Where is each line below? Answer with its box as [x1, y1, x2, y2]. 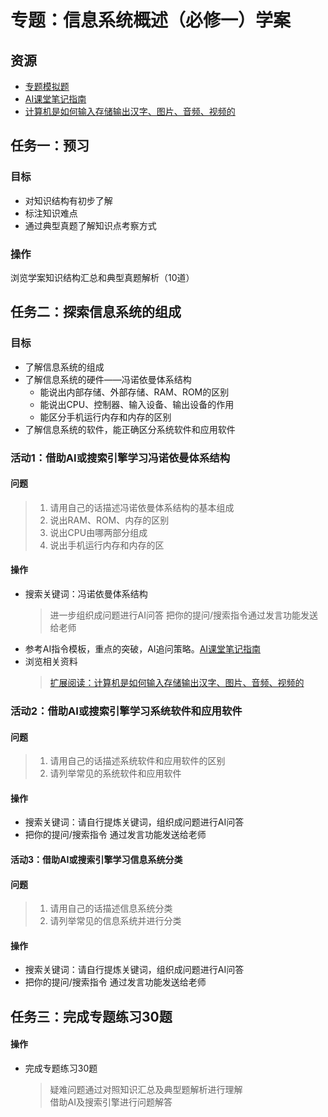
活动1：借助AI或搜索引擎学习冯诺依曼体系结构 [10, 451, 231, 465]
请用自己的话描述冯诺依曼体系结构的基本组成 [49, 501, 235, 513]
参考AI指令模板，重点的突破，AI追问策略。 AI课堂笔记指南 [24, 643, 262, 655]
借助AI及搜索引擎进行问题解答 [49, 1096, 173, 1108]
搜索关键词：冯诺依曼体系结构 [24, 588, 148, 600]
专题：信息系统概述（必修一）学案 [10, 9, 292, 32]
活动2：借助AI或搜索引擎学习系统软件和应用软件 [10, 704, 243, 718]
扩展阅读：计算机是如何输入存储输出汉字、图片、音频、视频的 [49, 677, 305, 688]
